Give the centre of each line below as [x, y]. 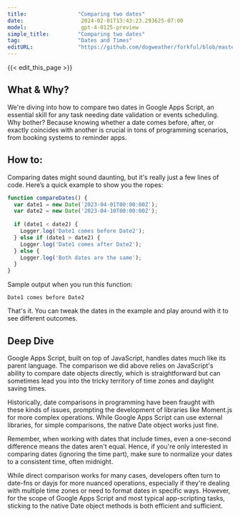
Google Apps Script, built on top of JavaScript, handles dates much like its [117, 358]
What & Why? [38, 90]
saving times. [27, 388]
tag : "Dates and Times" [70, 41]
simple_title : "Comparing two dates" [76, 34]
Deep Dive [31, 341]
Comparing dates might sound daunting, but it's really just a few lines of [113, 177]
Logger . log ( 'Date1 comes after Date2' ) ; [81, 244]
